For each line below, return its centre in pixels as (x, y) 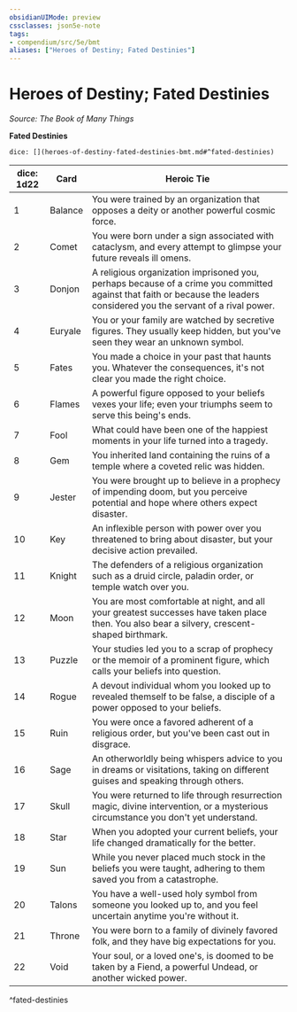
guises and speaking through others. (168, 781)
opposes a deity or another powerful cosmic (183, 211)
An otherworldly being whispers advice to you (187, 759)
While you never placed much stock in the (179, 858)
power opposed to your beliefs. (156, 708)
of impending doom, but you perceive (169, 492)
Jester (63, 497)
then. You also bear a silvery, (152, 624)
